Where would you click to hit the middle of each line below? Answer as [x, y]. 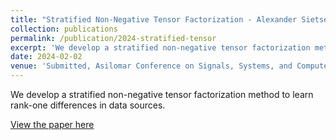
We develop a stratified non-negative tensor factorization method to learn [162, 94]
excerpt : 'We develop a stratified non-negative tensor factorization [160, 47]
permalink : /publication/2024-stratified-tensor [113, 38]
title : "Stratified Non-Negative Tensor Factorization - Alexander [154, 19]
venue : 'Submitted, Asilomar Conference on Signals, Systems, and [151, 66]
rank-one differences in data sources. [88, 105]
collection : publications [64, 29]
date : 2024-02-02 [46, 57]
